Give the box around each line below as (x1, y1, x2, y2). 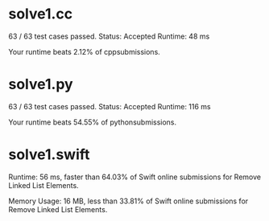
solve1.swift (8, 145, 90, 164)
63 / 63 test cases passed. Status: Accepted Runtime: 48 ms (8, 31, 210, 41)
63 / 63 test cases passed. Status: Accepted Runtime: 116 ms (8, 101, 211, 111)
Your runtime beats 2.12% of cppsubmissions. (8, 47, 161, 56)
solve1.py (8, 76, 74, 93)
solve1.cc (8, 5, 73, 23)
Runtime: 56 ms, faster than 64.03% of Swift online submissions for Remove (8, 172, 262, 182)
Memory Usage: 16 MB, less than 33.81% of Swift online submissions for (8, 196, 249, 206)
